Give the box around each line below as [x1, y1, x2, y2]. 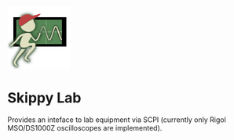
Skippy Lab [7, 89, 82, 107]
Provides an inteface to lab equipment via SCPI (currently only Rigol [7, 115, 227, 124]
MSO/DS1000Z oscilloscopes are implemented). [7, 123, 163, 132]
